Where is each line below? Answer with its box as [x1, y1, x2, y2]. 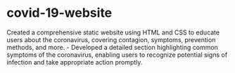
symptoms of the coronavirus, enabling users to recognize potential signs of [6, 51, 228, 59]
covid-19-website [6, 5, 113, 21]
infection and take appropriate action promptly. [6, 58, 143, 66]
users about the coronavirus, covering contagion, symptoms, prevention [6, 35, 216, 44]
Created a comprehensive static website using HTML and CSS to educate [6, 28, 220, 36]
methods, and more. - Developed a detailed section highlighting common [6, 43, 219, 51]
